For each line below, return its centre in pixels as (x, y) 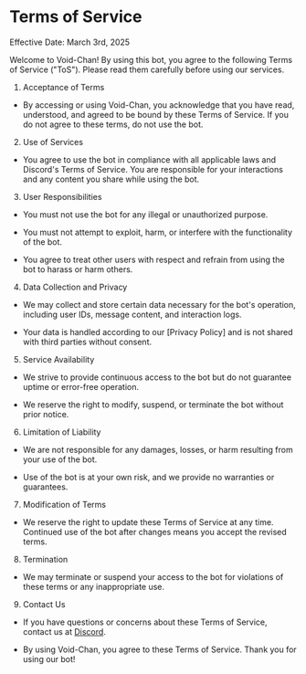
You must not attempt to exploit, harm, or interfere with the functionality (158, 232)
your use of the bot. (60, 459)
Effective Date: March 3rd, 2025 (70, 42)
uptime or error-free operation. (81, 386)
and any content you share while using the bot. (111, 179)
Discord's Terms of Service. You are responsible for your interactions (153, 169)
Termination (45, 559)
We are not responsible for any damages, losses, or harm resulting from (158, 449)
